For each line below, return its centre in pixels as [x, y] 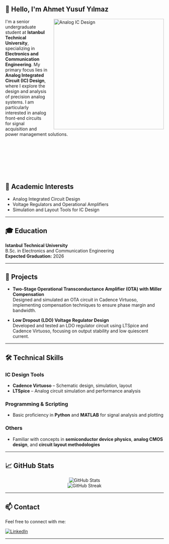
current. [21, 336]
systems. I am [20, 102]
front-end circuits [23, 118]
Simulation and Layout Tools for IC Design [56, 210]
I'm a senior [17, 21]
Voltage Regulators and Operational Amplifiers [61, 204]
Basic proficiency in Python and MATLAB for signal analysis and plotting [88, 415]
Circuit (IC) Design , [26, 80]
